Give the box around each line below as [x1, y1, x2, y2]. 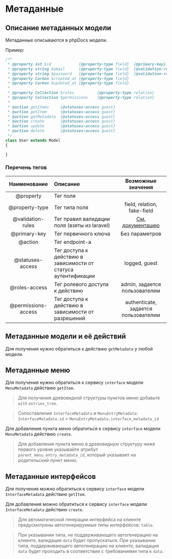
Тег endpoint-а [54, 238, 91, 245]
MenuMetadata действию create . [5, 431, 73, 437]
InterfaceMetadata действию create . [5, 507, 84, 513]
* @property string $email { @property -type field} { [7, 66, 137, 72]
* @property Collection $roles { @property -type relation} [7, 90, 155, 95]
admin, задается [121, 280, 161, 287]
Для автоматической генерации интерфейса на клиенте [17, 516, 141, 523]
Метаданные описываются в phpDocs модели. [5, 37, 107, 43]
